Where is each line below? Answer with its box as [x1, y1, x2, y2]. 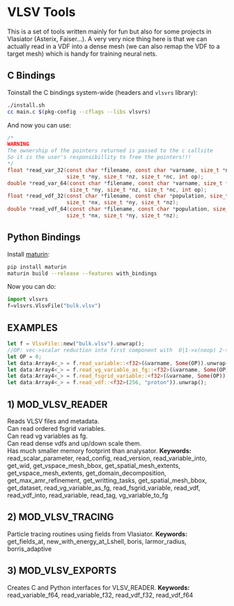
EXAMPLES [7, 321, 58, 333]
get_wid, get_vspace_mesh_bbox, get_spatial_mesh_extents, [7, 461, 181, 469]
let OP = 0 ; [7, 353, 42, 360]
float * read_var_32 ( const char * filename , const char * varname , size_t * [7, 167, 226, 174]
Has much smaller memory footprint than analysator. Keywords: [7, 446, 192, 455]
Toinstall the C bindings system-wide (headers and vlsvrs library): [7, 88, 198, 96]
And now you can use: [7, 121, 72, 129]
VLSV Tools [7, 4, 76, 20]
